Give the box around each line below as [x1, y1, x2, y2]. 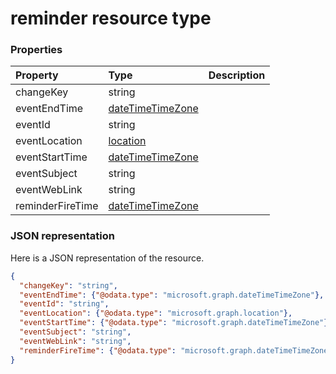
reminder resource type [10, 7, 212, 30]
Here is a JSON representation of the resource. [10, 252, 205, 264]
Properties [10, 43, 63, 57]
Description [208, 68, 266, 82]
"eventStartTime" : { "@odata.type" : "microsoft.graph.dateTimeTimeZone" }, [19, 318, 333, 328]
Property [15, 68, 59, 82]
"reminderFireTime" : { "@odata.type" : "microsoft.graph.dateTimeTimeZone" [19, 345, 333, 356]
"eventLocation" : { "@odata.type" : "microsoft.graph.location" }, [19, 308, 293, 319]
